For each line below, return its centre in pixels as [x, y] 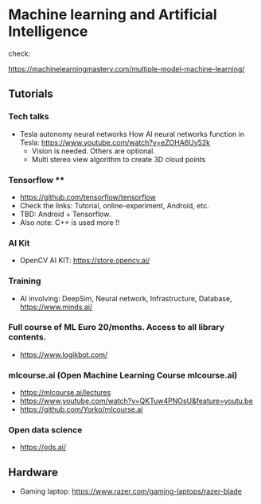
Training [25, 281]
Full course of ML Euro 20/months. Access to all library [117, 328]
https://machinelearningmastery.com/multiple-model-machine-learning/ [127, 68]
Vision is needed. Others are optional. [93, 151]
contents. [27, 337]
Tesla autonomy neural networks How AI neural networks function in [132, 134]
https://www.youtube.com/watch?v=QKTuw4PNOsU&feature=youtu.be [136, 401]
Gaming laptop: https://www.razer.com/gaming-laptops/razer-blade [131, 491]
